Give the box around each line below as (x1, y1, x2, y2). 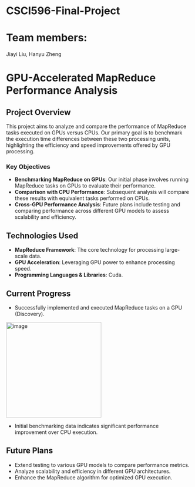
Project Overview (6, 107, 71, 117)
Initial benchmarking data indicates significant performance (14, 423, 159, 430)
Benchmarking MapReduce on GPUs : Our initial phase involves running (14, 176, 189, 183)
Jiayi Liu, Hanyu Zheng (6, 51, 62, 58)
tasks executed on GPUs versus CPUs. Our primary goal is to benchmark (6, 129, 183, 136)
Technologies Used (6, 231, 78, 241)
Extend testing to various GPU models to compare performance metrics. (14, 461, 190, 468)
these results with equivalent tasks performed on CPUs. (14, 195, 150, 202)
